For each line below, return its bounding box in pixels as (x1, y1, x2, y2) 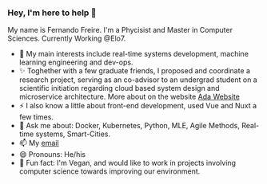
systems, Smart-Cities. (35, 129, 111, 139)
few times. (18, 112, 54, 122)
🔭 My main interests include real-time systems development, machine (18, 49, 249, 59)
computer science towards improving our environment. (18, 166, 201, 176)
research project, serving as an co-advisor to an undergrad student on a (18, 75, 257, 84)
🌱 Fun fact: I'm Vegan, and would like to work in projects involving (18, 159, 237, 168)
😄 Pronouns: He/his (18, 150, 86, 159)
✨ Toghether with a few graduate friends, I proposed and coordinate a (18, 66, 251, 76)
